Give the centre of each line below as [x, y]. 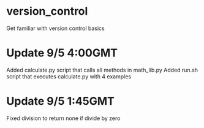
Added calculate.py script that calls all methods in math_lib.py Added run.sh [102, 70]
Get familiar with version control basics [56, 28]
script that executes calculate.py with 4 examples [69, 76]
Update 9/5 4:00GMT [62, 53]
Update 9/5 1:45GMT [61, 101]
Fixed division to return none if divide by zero [63, 118]
